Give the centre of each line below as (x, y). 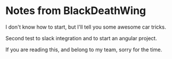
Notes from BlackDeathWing (76, 11)
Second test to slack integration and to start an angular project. (81, 38)
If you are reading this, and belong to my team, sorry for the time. (84, 49)
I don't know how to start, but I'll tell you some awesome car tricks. (86, 27)
